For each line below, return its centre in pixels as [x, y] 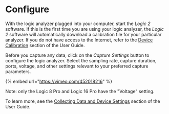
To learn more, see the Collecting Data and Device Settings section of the [83, 101]
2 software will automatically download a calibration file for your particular [83, 34]
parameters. [18, 71]
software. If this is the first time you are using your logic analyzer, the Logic [84, 29]
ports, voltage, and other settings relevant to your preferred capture [77, 66]
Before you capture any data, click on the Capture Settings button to [77, 55]
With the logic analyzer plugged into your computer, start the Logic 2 [78, 24]
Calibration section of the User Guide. [45, 45]
